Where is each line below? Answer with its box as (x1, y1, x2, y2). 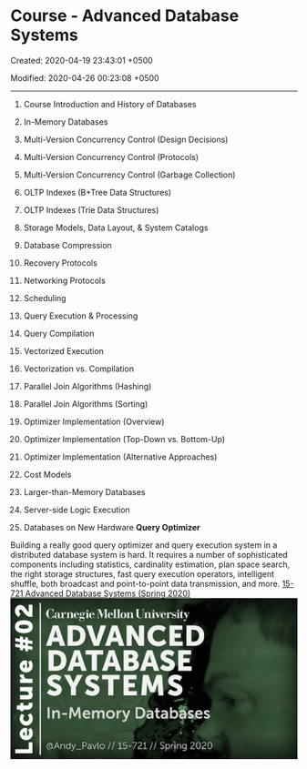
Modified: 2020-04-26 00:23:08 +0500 (10, 72, 159, 83)
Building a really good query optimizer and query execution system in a (10, 539, 278, 551)
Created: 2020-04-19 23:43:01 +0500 (10, 55, 153, 66)
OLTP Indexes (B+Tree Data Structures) (23, 187, 172, 197)
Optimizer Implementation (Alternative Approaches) (23, 451, 218, 462)
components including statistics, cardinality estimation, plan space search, (10, 559, 291, 570)
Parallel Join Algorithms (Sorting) (23, 398, 148, 410)
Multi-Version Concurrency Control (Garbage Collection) (23, 169, 236, 180)
